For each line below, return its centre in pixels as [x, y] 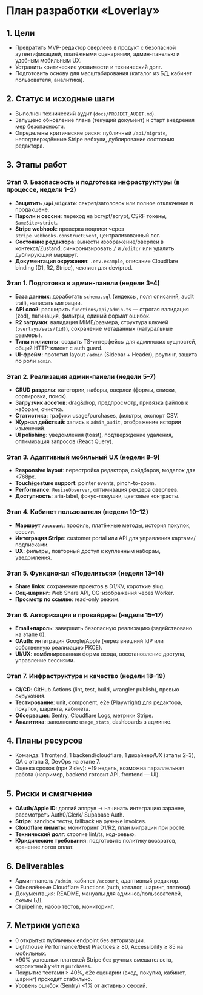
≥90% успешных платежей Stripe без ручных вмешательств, [94, 959]
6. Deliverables [35, 866]
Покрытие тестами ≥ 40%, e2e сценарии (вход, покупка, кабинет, [101, 973]
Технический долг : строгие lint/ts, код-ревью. [75, 834]
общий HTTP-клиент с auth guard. [59, 348]
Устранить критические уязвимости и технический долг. [88, 67]
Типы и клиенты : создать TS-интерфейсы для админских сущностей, [106, 341]
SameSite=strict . [36, 222]
